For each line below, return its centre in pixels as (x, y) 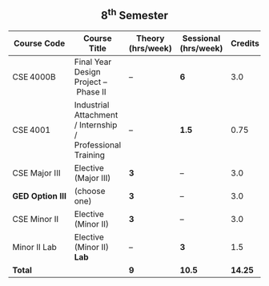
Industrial (92, 105)
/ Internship (96, 125)
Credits (245, 43)
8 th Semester (134, 14)
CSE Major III (36, 173)
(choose (90, 191)
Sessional (201, 38)
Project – (91, 82)
